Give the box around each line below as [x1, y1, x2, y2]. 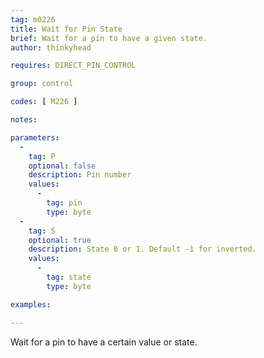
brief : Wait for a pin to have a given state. [10, 33, 208, 43]
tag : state [46, 272, 92, 282]
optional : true [28, 235, 92, 245]
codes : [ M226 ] [10, 97, 78, 107]
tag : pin [46, 198, 83, 208]
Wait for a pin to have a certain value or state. [10, 336, 198, 348]
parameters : [10, 132, 60, 143]
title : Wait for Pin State [10, 24, 123, 34]
